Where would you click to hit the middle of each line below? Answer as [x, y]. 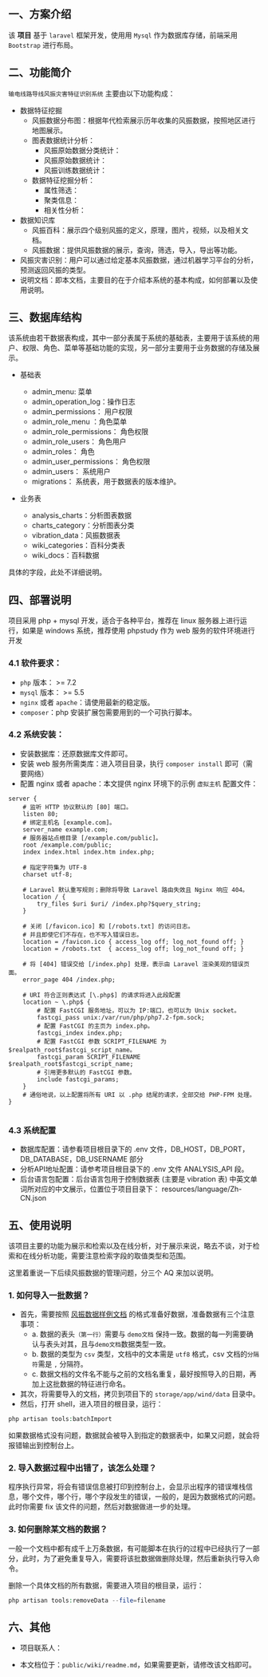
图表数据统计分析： [63, 140]
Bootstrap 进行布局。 [43, 45]
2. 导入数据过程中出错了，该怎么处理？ [83, 1468]
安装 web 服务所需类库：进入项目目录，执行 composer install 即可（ [133, 764]
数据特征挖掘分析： [63, 180]
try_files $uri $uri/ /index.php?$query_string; [119, 904]
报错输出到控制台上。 [43, 1446]
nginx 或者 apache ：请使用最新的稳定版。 [87, 702]
